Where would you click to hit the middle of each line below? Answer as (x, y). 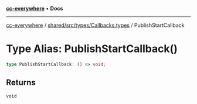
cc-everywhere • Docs (35, 8)
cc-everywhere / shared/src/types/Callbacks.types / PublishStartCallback (95, 25)
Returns (21, 83)
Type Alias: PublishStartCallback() (92, 49)
